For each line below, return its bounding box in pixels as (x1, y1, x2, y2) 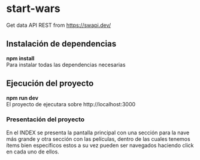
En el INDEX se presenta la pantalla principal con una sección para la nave (6, 129, 190, 136)
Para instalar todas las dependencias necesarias (6, 61, 126, 68)
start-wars (6, 2, 61, 16)
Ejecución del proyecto (6, 78, 94, 88)
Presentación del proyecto (6, 115, 85, 124)
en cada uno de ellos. (6, 148, 60, 155)
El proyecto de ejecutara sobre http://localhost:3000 (6, 100, 136, 107)
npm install (6, 54, 35, 61)
